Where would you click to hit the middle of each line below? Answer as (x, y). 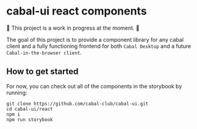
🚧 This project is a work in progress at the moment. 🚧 (73, 28)
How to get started (42, 72)
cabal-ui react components (77, 11)
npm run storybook (30, 119)
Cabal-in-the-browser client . (44, 52)
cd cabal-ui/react (30, 109)
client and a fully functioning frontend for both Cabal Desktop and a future (99, 46)
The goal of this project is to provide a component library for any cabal (95, 39)
